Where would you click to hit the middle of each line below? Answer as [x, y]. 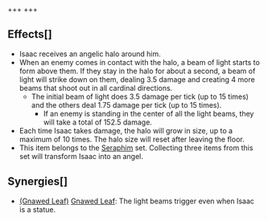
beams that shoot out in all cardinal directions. [96, 88]
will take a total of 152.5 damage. [97, 122]
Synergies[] [38, 182]
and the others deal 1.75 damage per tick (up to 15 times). [126, 104]
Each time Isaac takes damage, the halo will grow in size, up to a [126, 130]
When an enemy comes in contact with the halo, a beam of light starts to [140, 62]
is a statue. [37, 209]
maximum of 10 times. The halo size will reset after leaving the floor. [132, 139]
